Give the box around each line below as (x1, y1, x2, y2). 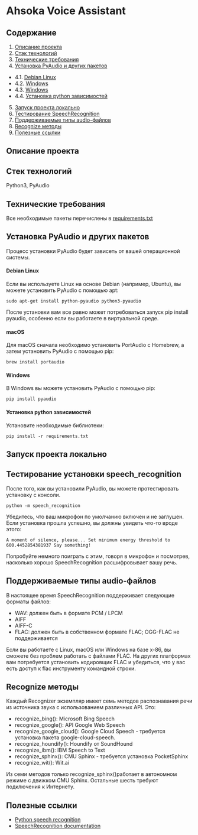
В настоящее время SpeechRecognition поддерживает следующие (6, 592, 175, 599)
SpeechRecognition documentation (14, 823, 101, 830)
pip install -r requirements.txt (6, 433, 89, 439)
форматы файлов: (6, 598, 51, 605)
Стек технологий (6, 166, 72, 176)
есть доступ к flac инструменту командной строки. (6, 665, 136, 672)
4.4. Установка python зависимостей (14, 93, 108, 99)
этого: (6, 525, 22, 532)
